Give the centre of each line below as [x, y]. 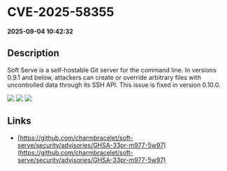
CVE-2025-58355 [61, 12]
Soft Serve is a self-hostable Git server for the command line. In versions [112, 70]
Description [33, 53]
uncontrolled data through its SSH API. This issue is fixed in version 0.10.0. [114, 85]
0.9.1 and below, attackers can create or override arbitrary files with [104, 77]
